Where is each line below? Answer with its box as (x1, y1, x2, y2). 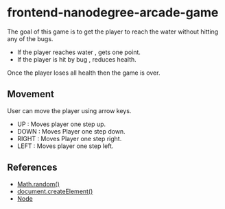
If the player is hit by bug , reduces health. (16, 55, 137, 63)
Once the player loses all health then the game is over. (7, 69, 161, 77)
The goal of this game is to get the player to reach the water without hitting (7, 27, 219, 36)
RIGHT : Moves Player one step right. (16, 134, 122, 143)
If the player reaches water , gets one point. (16, 48, 141, 56)
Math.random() (16, 180, 60, 188)
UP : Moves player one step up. (16, 120, 106, 128)
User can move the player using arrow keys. (7, 106, 132, 114)
